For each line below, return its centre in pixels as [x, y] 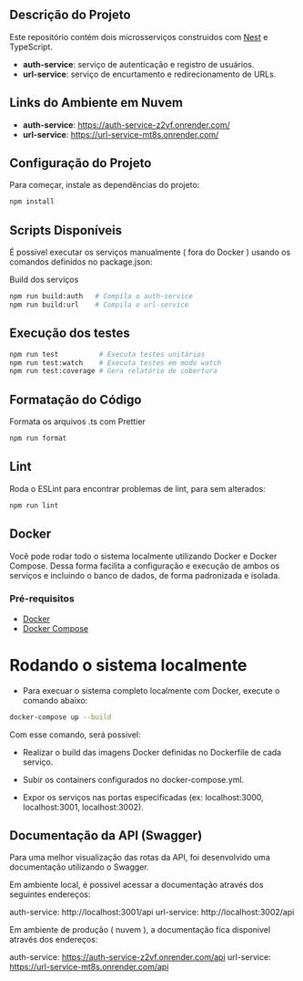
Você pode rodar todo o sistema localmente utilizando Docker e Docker [143, 556]
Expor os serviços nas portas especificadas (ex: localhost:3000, [143, 797]
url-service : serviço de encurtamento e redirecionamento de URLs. [149, 74]
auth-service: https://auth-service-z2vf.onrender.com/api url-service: [140, 957]
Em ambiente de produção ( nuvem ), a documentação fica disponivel [140, 930]
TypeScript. [31, 47]
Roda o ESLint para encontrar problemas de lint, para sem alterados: [137, 488]
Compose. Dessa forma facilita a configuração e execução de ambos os [145, 566]
